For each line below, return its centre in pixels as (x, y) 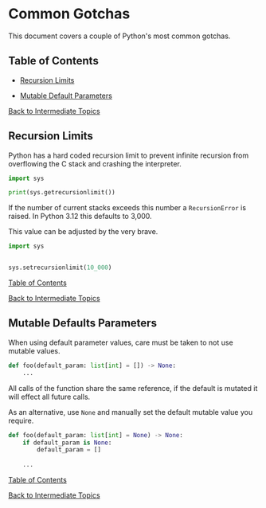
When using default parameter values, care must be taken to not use (121, 342)
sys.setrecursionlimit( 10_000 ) (60, 268)
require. (21, 420)
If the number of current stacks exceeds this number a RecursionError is (127, 208)
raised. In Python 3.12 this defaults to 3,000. (80, 217)
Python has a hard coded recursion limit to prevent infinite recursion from (129, 155)
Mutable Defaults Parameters (83, 323)
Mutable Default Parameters (66, 96)
